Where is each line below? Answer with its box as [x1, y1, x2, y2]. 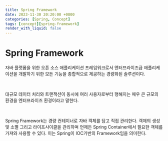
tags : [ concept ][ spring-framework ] [5, 21, 79, 26]
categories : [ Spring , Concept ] [5, 16, 70, 21]
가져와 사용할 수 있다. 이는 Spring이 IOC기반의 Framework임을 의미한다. [5, 130, 146, 136]
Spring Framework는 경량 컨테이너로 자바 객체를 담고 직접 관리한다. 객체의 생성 [5, 118, 160, 124]
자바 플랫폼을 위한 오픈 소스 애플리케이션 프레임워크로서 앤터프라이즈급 [5, 64, 143, 70]
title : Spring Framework [5, 7, 57, 12]
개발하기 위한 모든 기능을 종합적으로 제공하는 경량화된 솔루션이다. [18, 71, 145, 77]
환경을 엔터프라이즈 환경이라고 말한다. [5, 97, 79, 103]
